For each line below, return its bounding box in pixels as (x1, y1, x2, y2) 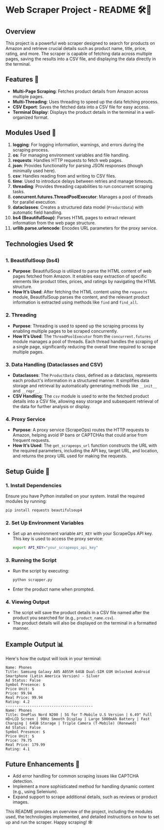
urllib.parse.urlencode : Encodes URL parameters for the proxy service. (12, 225, 158, 231)
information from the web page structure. (12, 220, 96, 226)
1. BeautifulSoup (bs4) (5, 257, 60, 263)
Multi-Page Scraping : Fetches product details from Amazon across (12, 88, 148, 94)
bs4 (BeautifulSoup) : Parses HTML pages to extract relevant (12, 214, 136, 220)
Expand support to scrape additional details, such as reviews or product (12, 794, 158, 800)
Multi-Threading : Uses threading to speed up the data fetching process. (12, 99, 159, 104)
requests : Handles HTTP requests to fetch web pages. (12, 157, 123, 163)
